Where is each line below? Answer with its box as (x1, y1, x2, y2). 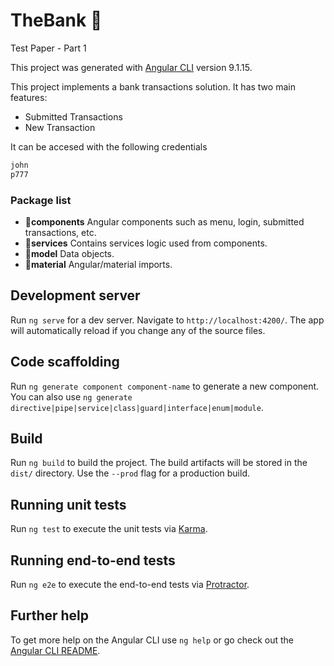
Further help (10, 607, 90, 624)
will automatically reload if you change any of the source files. (10, 324, 266, 336)
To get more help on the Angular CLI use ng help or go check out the (10, 634, 294, 646)
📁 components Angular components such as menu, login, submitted (24, 215, 305, 228)
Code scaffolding (10, 354, 120, 371)
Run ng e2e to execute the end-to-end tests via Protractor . (10, 579, 250, 591)
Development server (10, 287, 141, 304)
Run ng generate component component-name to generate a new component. (10, 380, 320, 392)
